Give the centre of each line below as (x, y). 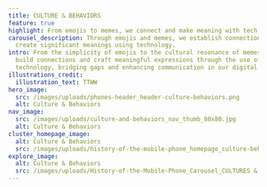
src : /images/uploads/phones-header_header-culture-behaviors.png (128, 97)
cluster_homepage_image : (49, 134)
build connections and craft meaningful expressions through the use (133, 60)
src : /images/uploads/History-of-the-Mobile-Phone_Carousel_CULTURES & (137, 171)
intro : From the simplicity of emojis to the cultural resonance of (124, 53)
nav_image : (26, 112)
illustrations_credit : (46, 75)
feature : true (32, 23)
